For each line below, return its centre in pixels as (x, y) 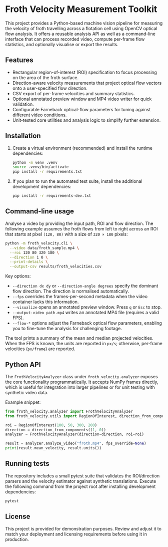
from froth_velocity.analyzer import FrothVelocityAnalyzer (69, 411)
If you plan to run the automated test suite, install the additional (77, 181)
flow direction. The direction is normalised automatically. (70, 291)
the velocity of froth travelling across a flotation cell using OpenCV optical (81, 28)
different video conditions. (39, 115)
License (18, 517)
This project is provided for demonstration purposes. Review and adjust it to (83, 528)
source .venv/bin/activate (40, 167)
